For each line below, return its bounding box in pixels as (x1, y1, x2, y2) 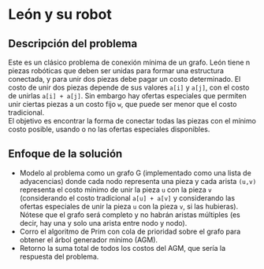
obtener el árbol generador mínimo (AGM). (19, 234, 158, 245)
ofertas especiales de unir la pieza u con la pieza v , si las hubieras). (19, 201, 239, 211)
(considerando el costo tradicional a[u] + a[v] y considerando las (19, 193, 235, 202)
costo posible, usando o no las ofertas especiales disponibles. (8, 124, 210, 134)
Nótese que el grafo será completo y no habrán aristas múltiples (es (19, 210, 240, 219)
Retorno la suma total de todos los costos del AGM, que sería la (19, 243, 226, 252)
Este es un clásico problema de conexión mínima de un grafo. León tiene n (8, 57, 251, 67)
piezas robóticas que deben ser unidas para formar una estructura (8, 66, 225, 76)
